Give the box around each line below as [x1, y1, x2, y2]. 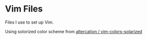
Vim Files [5, 3, 43, 14]
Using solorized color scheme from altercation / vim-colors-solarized [5, 28, 142, 34]
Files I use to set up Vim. [5, 19, 54, 25]
